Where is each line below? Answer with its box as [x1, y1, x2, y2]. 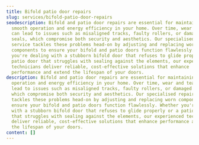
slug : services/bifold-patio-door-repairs [6, 14, 113, 20]
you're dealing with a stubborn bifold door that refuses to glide [11, 53, 182, 59]
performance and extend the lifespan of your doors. [11, 69, 145, 75]
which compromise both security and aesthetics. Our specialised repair [11, 91, 195, 97]
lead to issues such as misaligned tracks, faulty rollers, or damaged [11, 86, 192, 92]
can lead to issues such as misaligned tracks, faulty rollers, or [11, 31, 182, 37]
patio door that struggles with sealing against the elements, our [11, 58, 182, 64]
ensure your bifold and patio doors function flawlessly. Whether [11, 102, 179, 108]
